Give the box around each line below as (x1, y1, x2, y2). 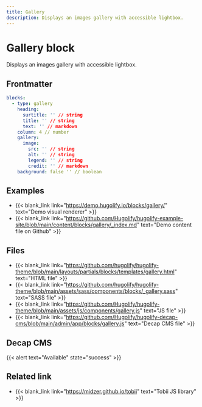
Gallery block (6, 41, 75, 55)
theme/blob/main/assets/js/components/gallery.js (15, 307, 140, 314)
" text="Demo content (136, 221, 192, 229)
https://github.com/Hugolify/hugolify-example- (66, 215, 184, 222)
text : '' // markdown (22, 123, 78, 129)
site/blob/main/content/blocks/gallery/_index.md (15, 221, 138, 229)
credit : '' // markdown (28, 163, 88, 169)
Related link (6, 372, 52, 382)
